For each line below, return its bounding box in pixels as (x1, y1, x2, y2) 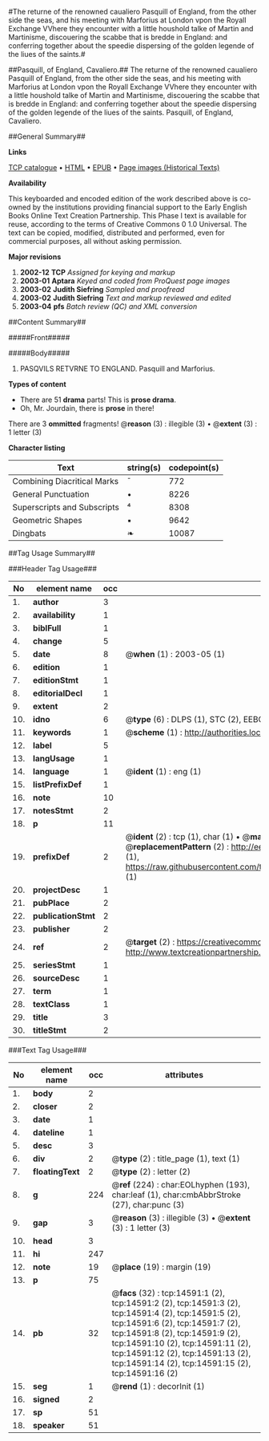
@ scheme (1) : (125, 727, 183, 737)
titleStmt (33, 1025, 66, 1036)
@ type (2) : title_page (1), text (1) (111, 1153, 240, 1164)
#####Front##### (8, 333, 70, 342)
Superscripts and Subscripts (12, 501, 120, 513)
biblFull (33, 623, 62, 633)
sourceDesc (33, 972, 80, 984)
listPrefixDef (33, 779, 82, 790)
